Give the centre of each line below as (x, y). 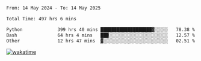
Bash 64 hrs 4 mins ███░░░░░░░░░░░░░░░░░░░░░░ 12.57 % (101, 35)
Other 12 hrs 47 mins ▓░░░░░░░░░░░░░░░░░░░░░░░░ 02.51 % (101, 41)
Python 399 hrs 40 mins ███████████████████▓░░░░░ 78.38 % (101, 29)
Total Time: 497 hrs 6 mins (42, 19)
